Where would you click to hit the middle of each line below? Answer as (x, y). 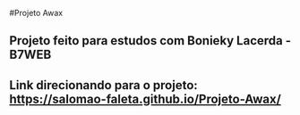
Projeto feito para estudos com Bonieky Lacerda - (150, 41)
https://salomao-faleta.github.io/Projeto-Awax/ (146, 99)
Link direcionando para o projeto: (104, 85)
